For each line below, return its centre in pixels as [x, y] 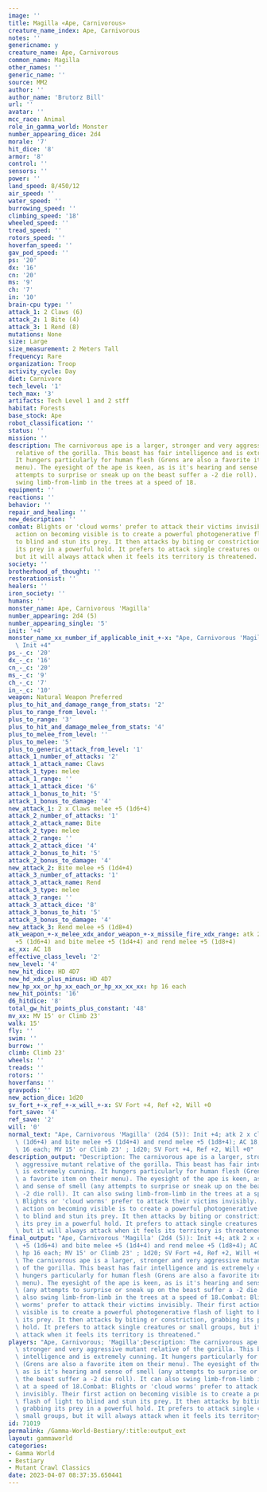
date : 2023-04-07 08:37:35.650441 [66, 1475]
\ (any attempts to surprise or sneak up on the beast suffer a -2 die [137, 1290]
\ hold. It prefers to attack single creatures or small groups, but [133, 1327]
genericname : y [33, 45]
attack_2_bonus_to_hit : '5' [55, 853]
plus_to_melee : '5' [41, 742]
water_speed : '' [35, 201]
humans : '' [26, 601]
